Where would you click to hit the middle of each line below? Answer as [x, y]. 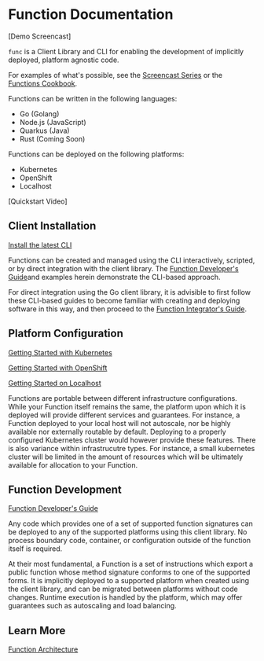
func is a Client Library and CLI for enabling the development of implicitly [126, 51]
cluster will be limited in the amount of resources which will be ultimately [126, 457]
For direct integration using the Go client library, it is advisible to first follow [130, 292]
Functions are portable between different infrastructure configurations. [123, 398]
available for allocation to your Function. [73, 465]
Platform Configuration [66, 334]
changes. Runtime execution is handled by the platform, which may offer [125, 597]
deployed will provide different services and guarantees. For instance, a [124, 415]
